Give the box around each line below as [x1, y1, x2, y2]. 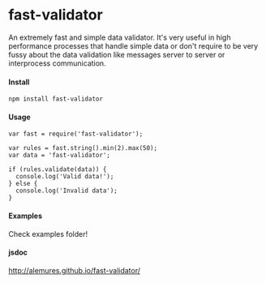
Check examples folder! [8, 229, 88, 238]
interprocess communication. [8, 58, 107, 68]
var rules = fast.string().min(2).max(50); [8, 144, 158, 152]
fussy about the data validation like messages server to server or [8, 49, 225, 59]
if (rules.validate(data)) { [8, 165, 107, 174]
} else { [8, 180, 38, 188]
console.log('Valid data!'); [15, 173, 114, 181]
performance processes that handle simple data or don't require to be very [8, 41, 259, 50]
